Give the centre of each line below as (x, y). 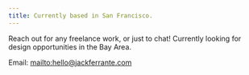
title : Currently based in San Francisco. (81, 16)
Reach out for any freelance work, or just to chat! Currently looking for (125, 38)
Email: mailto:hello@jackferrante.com (70, 62)
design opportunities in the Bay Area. (70, 47)
